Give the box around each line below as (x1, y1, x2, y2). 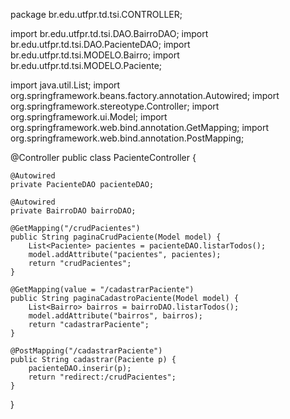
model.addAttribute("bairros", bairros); (28, 311, 203, 321)
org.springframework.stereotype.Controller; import (10, 100, 220, 112)
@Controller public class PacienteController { (10, 152, 197, 163)
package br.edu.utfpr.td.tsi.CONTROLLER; (10, 9, 183, 20)
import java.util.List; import (10, 79, 121, 91)
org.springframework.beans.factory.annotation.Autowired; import (10, 90, 280, 101)
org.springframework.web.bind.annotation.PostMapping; (10, 132, 245, 144)
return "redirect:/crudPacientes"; (28, 372, 177, 382)
